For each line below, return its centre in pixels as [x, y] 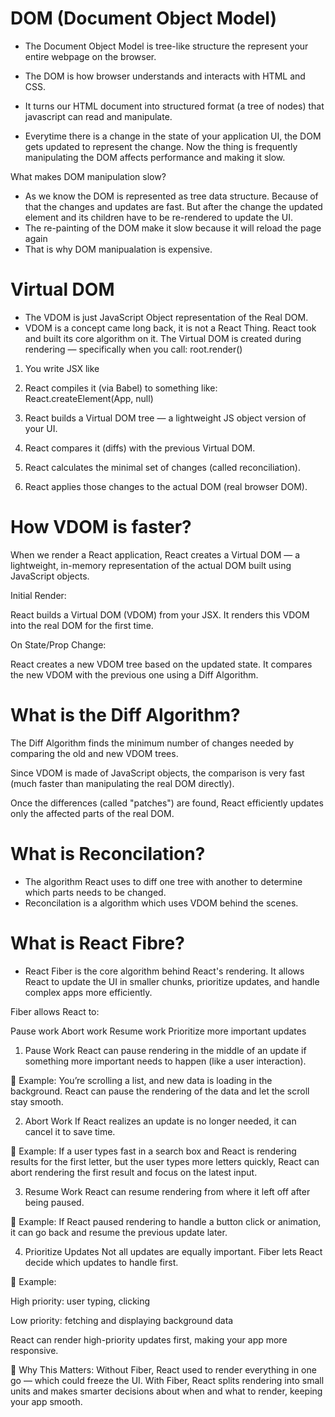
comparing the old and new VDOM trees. [94, 753]
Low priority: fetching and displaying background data [122, 1320]
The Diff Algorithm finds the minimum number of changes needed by [152, 743]
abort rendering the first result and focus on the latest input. [134, 1172]
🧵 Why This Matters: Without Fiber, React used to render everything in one [163, 1369]
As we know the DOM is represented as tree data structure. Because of [171, 196]
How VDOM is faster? [101, 527]
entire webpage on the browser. [90, 56]
